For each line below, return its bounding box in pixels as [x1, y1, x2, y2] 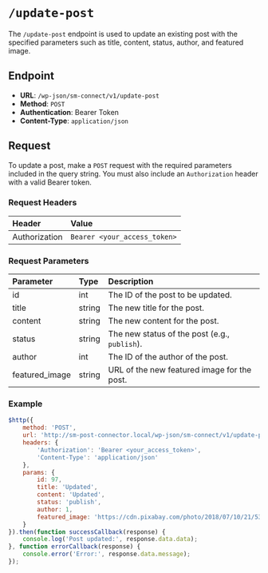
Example [8, 398, 43, 409]
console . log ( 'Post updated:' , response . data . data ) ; [22, 535, 198, 543]
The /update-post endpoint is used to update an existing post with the [8, 29, 238, 38]
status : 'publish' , [37, 498, 102, 507]
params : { [22, 468, 56, 476]
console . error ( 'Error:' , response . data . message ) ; [22, 550, 191, 559]
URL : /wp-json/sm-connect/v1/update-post [19, 90, 160, 100]
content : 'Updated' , [37, 491, 105, 499]
